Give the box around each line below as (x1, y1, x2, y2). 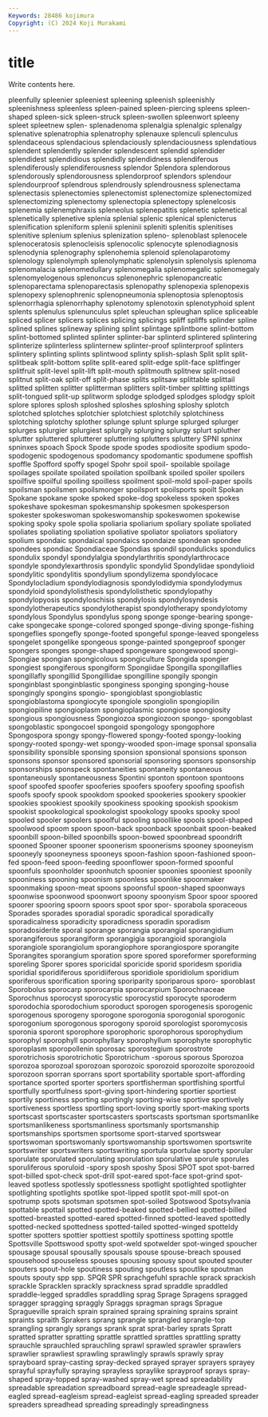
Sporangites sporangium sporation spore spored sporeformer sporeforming (8, 951, 257, 961)
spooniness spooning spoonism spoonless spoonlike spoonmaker (8, 875, 225, 884)
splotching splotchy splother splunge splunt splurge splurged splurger (8, 417, 239, 427)
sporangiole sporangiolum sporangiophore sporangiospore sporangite (8, 943, 239, 952)
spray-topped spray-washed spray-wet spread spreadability (34, 1375, 233, 1384)
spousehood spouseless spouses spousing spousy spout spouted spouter (8, 1256, 253, 1265)
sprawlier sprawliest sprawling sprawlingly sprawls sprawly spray (8, 1349, 224, 1359)
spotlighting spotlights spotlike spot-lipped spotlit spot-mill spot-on (8, 1188, 230, 1198)
